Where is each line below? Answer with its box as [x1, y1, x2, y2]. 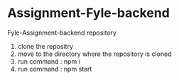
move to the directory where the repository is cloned [17, 50, 172, 58]
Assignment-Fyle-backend [7, 5, 170, 21]
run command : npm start [17, 64, 92, 73]
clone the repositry [17, 42, 73, 50]
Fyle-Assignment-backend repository [7, 28, 117, 37]
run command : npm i [17, 57, 80, 65]
